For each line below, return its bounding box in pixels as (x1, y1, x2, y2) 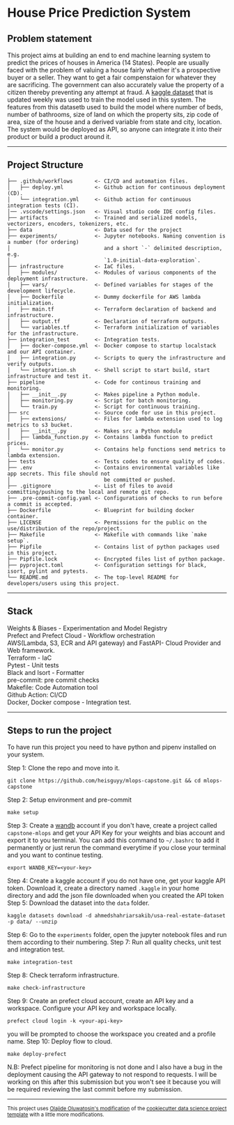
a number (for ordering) (7, 238, 79, 245)
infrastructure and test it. (7, 373, 92, 380)
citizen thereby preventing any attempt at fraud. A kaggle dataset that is (7, 88, 214, 96)
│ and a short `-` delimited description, (7, 245, 223, 251)
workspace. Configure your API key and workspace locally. (7, 1004, 177, 1013)
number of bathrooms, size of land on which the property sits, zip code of (7, 110, 219, 118)
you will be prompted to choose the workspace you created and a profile (7, 1030, 216, 1039)
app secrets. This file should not (7, 470, 111, 477)
